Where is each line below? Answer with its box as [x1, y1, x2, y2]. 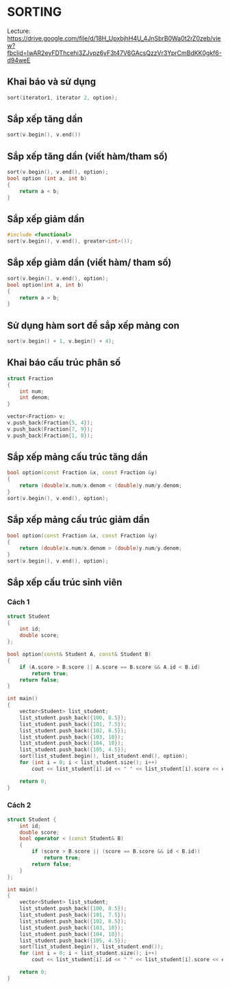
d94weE [7, 56, 31, 64]
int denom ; [19, 394, 51, 401]
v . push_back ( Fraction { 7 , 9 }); [7, 425, 94, 433]
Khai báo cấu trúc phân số [7, 357, 121, 368]
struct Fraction [7, 375, 53, 382]
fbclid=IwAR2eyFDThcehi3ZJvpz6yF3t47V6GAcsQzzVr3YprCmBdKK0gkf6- [7, 49, 222, 57]
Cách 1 [7, 597, 30, 607]
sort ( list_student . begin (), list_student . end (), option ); [19, 753, 188, 760]
